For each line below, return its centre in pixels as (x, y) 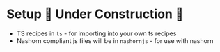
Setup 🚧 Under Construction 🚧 (95, 14)
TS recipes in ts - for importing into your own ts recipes (96, 33)
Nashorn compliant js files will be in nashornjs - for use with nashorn (115, 40)
